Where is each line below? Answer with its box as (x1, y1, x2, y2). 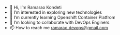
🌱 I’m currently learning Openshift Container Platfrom (9, 15, 116, 20)
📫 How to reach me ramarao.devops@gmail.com (9, 25, 108, 30)
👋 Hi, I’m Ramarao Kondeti (9, 5, 62, 10)
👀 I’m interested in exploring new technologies (9, 9, 102, 15)
